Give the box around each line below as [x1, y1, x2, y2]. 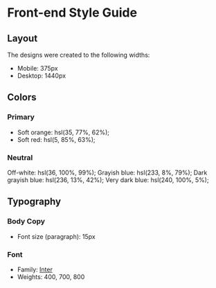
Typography [7, 196, 61, 208]
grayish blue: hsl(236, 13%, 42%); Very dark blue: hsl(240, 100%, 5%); [7, 175, 209, 184]
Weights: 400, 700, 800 [17, 272, 85, 281]
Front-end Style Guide [7, 5, 137, 21]
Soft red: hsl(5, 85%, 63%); [17, 135, 96, 143]
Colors [7, 91, 37, 103]
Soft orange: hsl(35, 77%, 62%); [17, 128, 109, 136]
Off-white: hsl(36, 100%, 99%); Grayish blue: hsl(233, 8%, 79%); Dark [7, 168, 208, 177]
